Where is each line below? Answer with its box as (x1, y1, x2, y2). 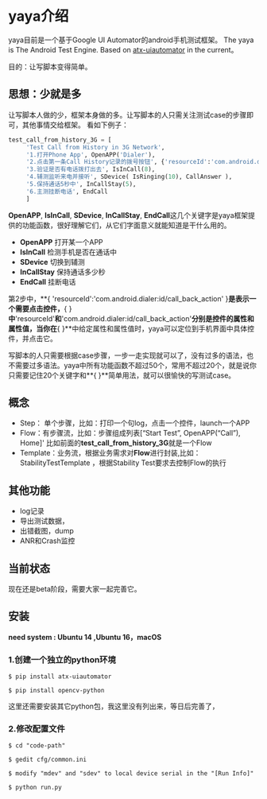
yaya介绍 (8, 7, 69, 25)
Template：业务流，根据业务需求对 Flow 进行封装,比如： (19, 448, 201, 458)
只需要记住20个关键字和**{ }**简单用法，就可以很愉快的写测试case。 (8, 370, 236, 380)
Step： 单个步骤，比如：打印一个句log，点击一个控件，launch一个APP (19, 418, 250, 428)
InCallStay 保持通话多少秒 (19, 267, 106, 277)
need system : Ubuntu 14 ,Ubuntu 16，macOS (8, 632, 162, 642)
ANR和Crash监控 (19, 536, 75, 545)
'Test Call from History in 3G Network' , (25, 143, 165, 151)
